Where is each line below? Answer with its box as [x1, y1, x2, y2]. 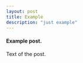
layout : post [6, 8, 38, 15]
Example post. [6, 37, 42, 44]
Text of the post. [6, 50, 46, 57]
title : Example [6, 14, 44, 20]
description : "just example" [6, 19, 78, 25]
